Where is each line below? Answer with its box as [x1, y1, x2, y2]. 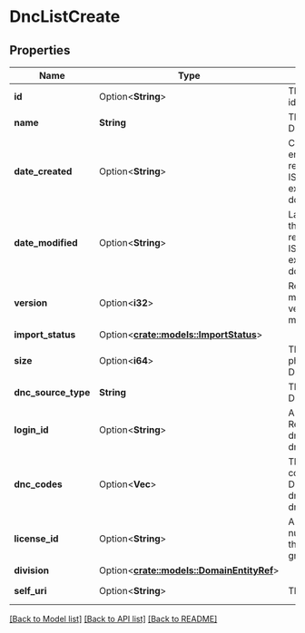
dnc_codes [14, 478, 63, 491]
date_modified [14, 237, 79, 248]
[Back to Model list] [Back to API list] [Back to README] [9, 614, 218, 624]
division [14, 564, 50, 577]
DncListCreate [9, 6, 121, 27]
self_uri [14, 585, 47, 597]
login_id [14, 424, 49, 436]
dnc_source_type [14, 386, 91, 398]
